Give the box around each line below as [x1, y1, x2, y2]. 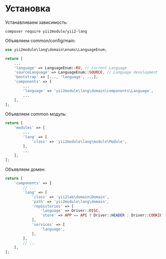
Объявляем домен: [5, 166, 46, 172]
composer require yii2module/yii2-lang [5, 29, 87, 34]
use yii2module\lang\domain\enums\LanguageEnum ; [5, 47, 107, 52]
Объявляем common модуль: [5, 111, 67, 117]
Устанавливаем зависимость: [5, 19, 68, 25]
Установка [5, 3, 51, 14]
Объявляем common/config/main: [5, 38, 76, 44]
